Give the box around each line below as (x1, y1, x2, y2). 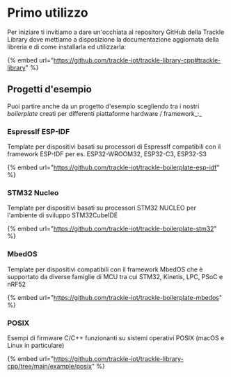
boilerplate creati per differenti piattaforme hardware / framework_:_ (7, 109, 202, 117)
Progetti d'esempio (7, 83, 92, 95)
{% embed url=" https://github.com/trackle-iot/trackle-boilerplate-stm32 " (7, 224, 217, 233)
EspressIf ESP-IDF (7, 126, 70, 136)
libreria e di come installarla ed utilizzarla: (7, 42, 127, 51)
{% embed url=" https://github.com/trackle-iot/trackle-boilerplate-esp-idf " (7, 163, 220, 171)
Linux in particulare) (7, 341, 65, 349)
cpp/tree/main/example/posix (7, 362, 93, 370)
